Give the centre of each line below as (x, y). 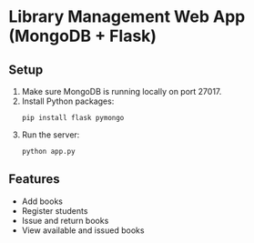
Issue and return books (65, 220)
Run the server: (51, 135)
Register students (55, 210)
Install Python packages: (68, 101)
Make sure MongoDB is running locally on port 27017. (122, 91)
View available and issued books (83, 230)
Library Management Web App (127, 17)
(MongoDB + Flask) (82, 36)
